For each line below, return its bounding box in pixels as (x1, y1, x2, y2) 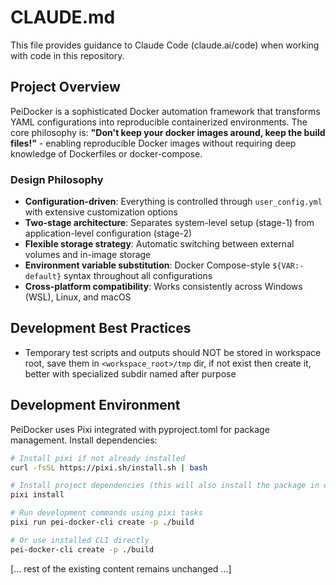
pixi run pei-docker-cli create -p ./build (10, 517, 195, 528)
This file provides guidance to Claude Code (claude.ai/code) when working (10, 39, 320, 51)
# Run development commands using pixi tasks (10, 508, 203, 518)
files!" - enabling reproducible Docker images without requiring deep (10, 137, 297, 149)
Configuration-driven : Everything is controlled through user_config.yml (24, 196, 323, 208)
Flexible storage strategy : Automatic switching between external (24, 238, 295, 250)
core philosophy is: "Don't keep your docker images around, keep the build (10, 126, 326, 138)
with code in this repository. (10, 49, 125, 61)
